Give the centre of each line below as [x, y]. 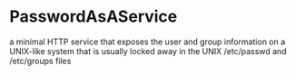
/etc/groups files [40, 61]
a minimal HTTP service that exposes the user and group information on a [147, 42]
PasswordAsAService [93, 17]
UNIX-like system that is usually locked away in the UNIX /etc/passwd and [148, 51]
